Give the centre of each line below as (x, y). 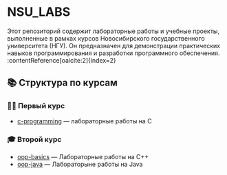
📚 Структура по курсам (63, 83)
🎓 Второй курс (34, 139)
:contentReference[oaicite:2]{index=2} (62, 60)
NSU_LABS (39, 12)
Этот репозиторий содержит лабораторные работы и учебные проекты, (113, 31)
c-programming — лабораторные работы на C (85, 121)
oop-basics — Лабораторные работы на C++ (83, 156)
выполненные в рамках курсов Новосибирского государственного (106, 38)
